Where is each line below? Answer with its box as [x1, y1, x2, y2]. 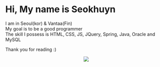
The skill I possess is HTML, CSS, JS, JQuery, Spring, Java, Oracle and [5, 31, 155, 37]
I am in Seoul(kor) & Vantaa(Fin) [5, 20, 73, 26]
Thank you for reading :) [5, 46, 56, 52]
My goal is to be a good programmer [5, 25, 83, 31]
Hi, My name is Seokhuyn [5, 4, 116, 15]
